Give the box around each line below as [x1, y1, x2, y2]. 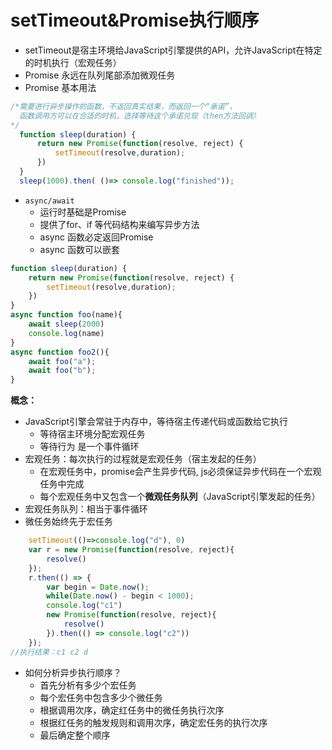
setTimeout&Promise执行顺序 [10, 9, 260, 32]
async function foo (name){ [10, 310, 123, 320]
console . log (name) [28, 328, 105, 338]
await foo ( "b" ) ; [28, 366, 97, 376]
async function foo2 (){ [10, 347, 110, 357]
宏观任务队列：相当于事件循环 [24, 503, 148, 515]
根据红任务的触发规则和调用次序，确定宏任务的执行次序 [39, 716, 268, 728]
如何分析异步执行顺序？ [24, 666, 122, 678]
